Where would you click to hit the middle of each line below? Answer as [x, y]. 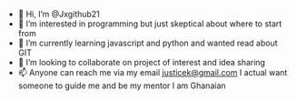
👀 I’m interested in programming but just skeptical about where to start [150, 24]
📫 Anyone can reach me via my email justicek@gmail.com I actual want [153, 72]
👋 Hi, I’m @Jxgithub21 [59, 14]
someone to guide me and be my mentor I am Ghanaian [122, 85]
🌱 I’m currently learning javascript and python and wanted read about [148, 43]
